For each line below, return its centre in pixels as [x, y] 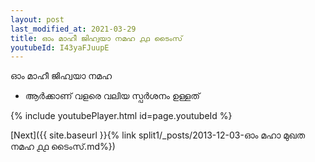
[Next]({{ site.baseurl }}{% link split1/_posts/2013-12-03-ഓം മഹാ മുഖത [158, 135]
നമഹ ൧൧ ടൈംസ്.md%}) [63, 147]
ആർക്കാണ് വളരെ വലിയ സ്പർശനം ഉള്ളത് [112, 96]
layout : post [37, 19]
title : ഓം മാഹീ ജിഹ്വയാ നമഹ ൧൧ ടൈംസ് [96, 38]
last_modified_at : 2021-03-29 [73, 29]
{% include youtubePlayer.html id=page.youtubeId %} [121, 116]
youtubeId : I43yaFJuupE [60, 47]
